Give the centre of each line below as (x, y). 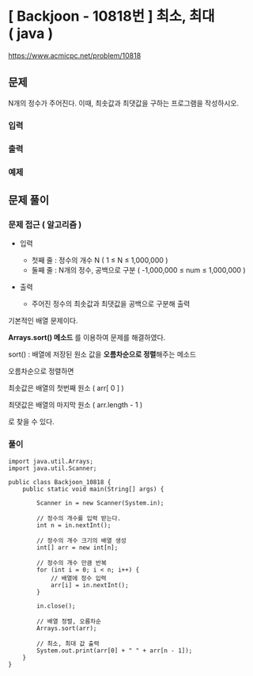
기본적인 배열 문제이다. (43, 321)
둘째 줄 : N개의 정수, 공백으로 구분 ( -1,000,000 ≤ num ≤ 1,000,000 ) (139, 270)
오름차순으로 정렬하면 (41, 371)
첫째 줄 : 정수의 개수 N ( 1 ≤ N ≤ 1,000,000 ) (100, 260)
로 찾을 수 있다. (32, 422)
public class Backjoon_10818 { (60, 482)
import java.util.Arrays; (51, 461)
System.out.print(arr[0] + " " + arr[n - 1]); (115, 651)
